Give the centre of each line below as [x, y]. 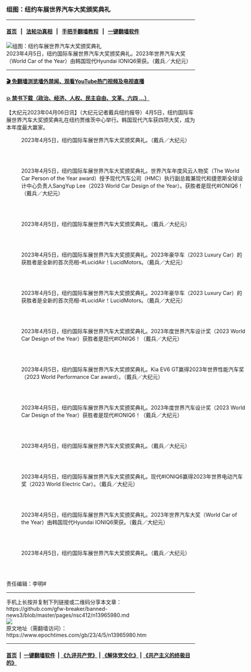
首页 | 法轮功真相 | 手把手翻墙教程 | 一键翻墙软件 [73, 31]
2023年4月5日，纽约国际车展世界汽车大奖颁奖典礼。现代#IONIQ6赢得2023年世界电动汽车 [132, 477]
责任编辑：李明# [26, 584]
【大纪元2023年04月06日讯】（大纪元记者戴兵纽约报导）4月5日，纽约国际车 [100, 113]
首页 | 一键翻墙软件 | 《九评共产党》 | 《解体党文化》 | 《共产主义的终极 [96, 655]
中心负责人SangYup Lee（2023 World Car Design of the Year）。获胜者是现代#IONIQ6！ [135, 186]
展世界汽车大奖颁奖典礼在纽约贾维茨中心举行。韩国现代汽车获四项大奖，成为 [101, 120]
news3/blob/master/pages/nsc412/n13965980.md [68, 615]
